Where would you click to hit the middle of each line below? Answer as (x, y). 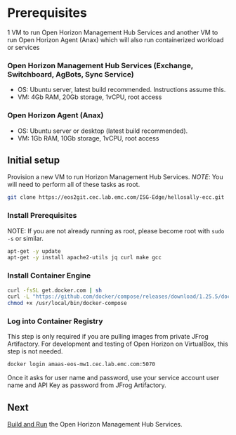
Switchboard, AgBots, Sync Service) (71, 74)
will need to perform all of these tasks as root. (74, 185)
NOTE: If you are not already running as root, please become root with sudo (116, 231)
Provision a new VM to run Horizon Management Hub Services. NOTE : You (115, 177)
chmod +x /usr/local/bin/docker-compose (67, 304)
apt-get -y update (34, 251)
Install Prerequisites (42, 216)
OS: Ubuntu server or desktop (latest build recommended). (103, 131)
